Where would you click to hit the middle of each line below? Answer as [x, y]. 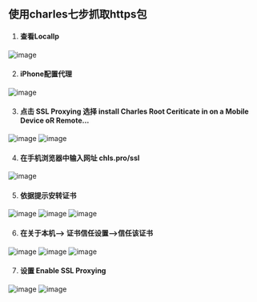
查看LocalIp [40, 36]
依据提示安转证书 [48, 195]
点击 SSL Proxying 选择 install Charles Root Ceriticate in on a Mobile [135, 111]
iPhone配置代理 [46, 74]
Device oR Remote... [54, 121]
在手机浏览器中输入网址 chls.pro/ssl [80, 158]
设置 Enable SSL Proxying [63, 271]
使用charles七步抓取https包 [78, 14]
